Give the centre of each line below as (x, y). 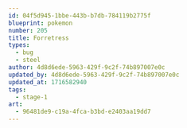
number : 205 (28, 30)
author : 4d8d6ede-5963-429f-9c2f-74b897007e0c (87, 68)
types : (19, 45)
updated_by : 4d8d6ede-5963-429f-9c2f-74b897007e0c (94, 75)
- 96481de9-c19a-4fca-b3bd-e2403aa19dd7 (83, 112)
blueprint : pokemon (41, 23)
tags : (17, 89)
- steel (28, 60)
